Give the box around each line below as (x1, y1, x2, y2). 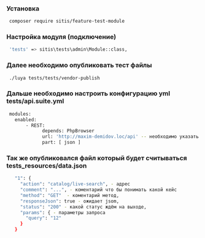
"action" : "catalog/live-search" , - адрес (20, 181, 131, 187)
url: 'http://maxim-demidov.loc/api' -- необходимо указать (42, 133, 199, 140)
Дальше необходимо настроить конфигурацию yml (6, 89, 171, 98)
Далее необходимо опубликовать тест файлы (6, 61, 152, 70)
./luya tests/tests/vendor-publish (9, 75, 100, 81)
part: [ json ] (42, 139, 81, 146)
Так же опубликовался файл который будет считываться (6, 154, 187, 162)
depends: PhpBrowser (42, 128, 95, 134)
